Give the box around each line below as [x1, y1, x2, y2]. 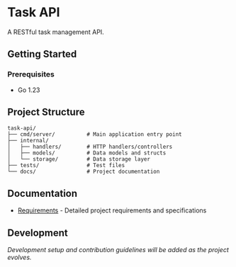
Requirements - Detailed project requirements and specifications [17, 206, 207, 215]
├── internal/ [7, 137, 50, 144]
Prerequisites [7, 69, 55, 79]
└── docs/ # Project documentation [7, 168, 160, 176]
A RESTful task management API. [7, 28, 104, 36]
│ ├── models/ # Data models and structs [7, 149, 167, 157]
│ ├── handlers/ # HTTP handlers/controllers [7, 143, 173, 151]
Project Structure [7, 106, 85, 118]
